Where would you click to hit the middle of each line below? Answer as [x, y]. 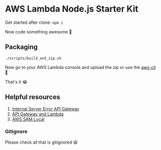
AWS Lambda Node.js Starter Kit [72, 9]
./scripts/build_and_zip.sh [33, 58]
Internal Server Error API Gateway [46, 109]
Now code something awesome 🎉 [38, 32]
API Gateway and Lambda [38, 114]
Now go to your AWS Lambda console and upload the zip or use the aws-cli [80, 67]
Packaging [21, 47]
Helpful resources [33, 97]
